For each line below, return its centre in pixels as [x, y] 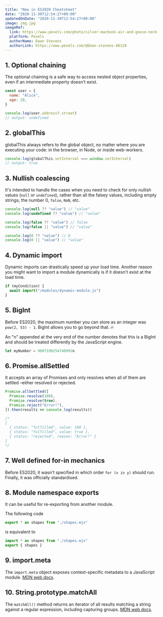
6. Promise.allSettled [37, 366]
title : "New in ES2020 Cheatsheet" [41, 9]
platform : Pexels [27, 37]
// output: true [21, 163]
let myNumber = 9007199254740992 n [40, 351]
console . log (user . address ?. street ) [41, 113]
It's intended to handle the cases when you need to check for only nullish [78, 190]
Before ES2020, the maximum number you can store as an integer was [76, 322]
